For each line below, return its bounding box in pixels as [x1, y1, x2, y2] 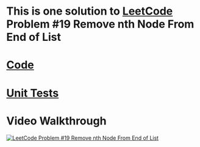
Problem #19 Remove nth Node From [6, 17, 195, 31]
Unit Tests [6, 86, 59, 100]
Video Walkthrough [6, 114, 107, 127]
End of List [6, 30, 62, 44]
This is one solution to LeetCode [6, 4, 173, 18]
